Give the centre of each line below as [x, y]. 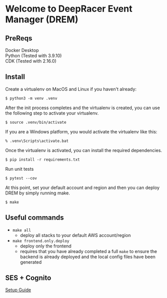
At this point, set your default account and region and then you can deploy [82, 187]
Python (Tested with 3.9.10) [34, 56]
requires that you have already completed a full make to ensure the [89, 251]
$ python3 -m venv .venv [31, 98]
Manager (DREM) [42, 19]
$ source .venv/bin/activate [36, 122]
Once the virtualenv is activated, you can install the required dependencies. [84, 150]
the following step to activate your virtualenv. [52, 113]
